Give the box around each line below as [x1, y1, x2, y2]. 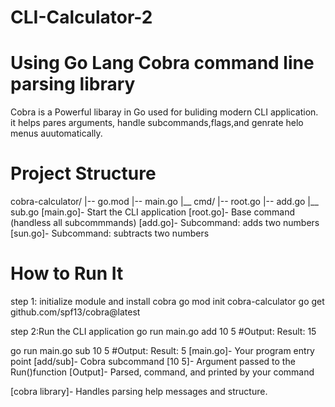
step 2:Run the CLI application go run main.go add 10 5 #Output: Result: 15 [10, 326, 317, 337]
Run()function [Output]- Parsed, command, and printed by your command [10, 366, 315, 378]
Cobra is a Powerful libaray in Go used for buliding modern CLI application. [10, 106, 319, 118]
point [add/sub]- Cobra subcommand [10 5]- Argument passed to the [10, 356, 296, 367]
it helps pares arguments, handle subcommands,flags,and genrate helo [10, 117, 304, 129]
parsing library [10, 73, 136, 96]
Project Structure [10, 162, 157, 185]
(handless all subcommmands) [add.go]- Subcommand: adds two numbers [10, 217, 320, 229]
